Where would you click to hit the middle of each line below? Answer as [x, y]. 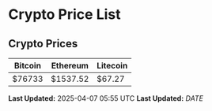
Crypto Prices [43, 44]
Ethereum [70, 66]
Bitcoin [28, 66]
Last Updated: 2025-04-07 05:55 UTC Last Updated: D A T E [106, 98]
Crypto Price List [64, 15]
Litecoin [112, 66]
